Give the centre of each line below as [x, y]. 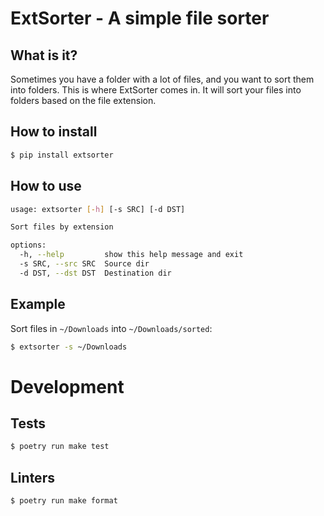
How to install [54, 132]
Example [38, 304]
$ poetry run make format [64, 501]
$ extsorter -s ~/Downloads [69, 347]
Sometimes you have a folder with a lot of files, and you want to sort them [162, 79]
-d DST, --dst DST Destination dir [95, 273]
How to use [46, 186]
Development [67, 386]
